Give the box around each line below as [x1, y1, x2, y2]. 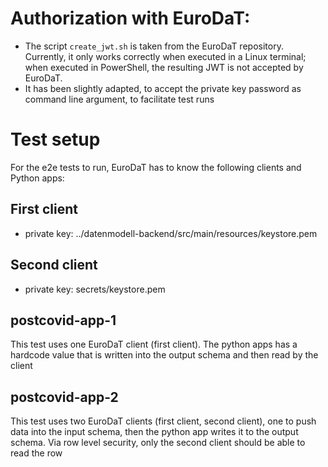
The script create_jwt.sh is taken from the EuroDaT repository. [24, 40, 284, 52]
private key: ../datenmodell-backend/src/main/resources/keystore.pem [24, 227, 318, 239]
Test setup [10, 128, 101, 151]
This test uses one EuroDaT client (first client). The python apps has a [10, 338, 298, 351]
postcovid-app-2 [10, 388, 119, 406]
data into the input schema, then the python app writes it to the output [10, 426, 299, 438]
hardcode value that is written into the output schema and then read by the [10, 349, 319, 361]
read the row [10, 447, 63, 459]
